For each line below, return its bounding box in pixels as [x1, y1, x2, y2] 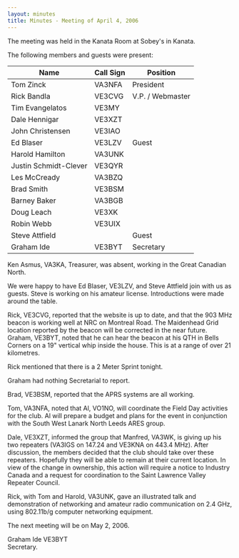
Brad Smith [11, 183, 49, 193]
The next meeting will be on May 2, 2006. [7, 521, 130, 529]
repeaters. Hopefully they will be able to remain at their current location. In [7, 455, 226, 464]
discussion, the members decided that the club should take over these [7, 447, 215, 457]
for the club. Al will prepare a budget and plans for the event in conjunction [7, 411, 228, 420]
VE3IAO [93, 126, 121, 136]
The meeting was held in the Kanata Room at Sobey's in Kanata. [7, 36, 196, 45]
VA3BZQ [93, 172, 123, 182]
